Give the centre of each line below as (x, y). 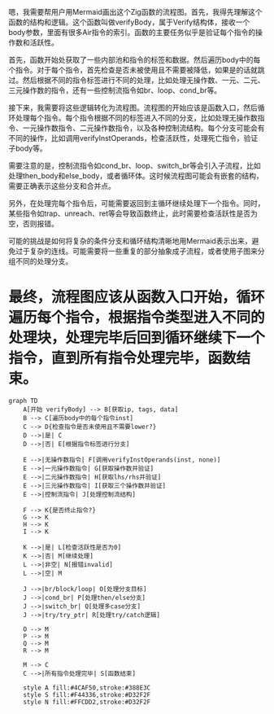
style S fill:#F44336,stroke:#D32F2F (87, 694)
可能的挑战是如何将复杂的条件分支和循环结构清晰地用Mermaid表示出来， (130, 241)
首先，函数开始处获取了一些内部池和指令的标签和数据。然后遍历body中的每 (135, 60)
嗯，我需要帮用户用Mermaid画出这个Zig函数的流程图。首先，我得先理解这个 (135, 12)
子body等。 (28, 148)
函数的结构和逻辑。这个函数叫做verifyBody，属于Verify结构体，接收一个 (129, 22)
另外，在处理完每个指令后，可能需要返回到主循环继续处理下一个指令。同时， (137, 203)
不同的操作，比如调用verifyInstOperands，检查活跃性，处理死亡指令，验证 (133, 138)
